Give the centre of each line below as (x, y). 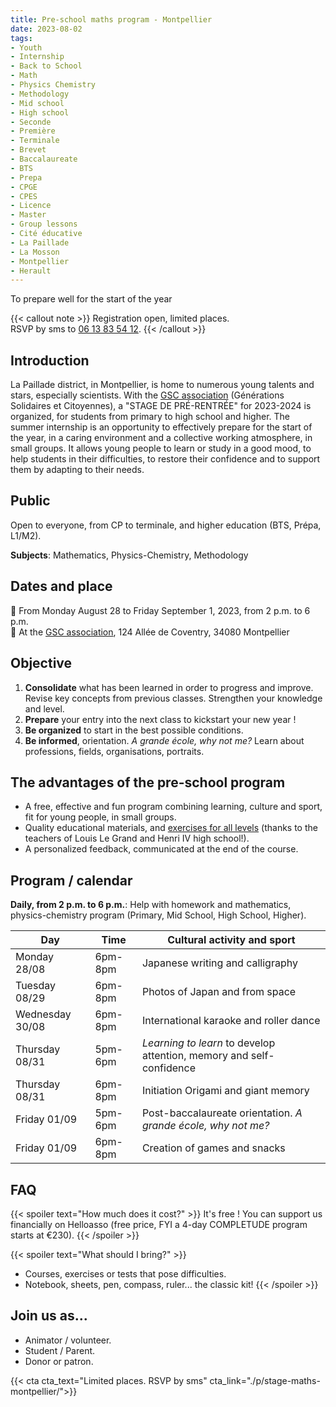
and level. (44, 708)
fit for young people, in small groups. (100, 817)
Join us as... (49, 1316)
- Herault (31, 271)
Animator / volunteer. (68, 1340)
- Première (33, 131)
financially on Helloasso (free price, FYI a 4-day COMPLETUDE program (159, 1224)
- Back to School (46, 66)
